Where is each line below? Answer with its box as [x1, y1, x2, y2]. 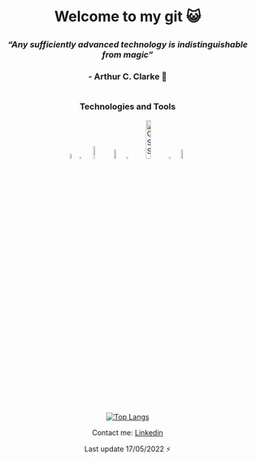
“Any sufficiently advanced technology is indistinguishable [7, 39, 249, 50]
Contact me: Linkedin [92, 428, 163, 438]
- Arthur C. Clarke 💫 [88, 71, 167, 82]
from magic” [102, 49, 154, 60]
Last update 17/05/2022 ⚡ [84, 444, 171, 454]
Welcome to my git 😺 [54, 7, 202, 26]
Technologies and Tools [79, 101, 176, 112]
